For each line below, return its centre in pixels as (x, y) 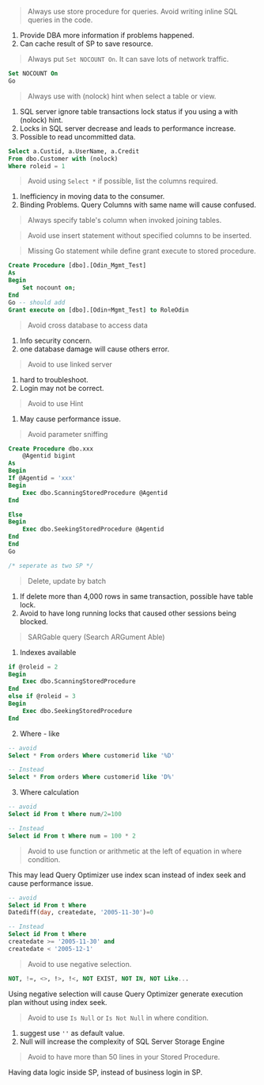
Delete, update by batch (67, 581)
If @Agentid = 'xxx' (42, 478)
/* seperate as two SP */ (51, 566)
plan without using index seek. (58, 1002)
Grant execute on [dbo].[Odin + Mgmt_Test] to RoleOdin (99, 310)
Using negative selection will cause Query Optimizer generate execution (126, 994)
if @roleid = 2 (33, 667)
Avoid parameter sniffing (68, 434)
